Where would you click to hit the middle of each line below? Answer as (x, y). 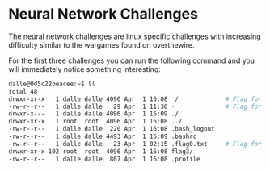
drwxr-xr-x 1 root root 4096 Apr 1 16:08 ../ (95, 122)
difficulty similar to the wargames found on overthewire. (101, 44)
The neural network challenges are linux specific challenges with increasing (135, 36)
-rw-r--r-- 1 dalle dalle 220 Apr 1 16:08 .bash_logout (112, 129)
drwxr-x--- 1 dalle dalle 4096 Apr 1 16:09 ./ (94, 114)
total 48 (23, 91)
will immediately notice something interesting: (85, 69)
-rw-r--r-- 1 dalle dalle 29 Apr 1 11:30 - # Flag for (135, 106)
